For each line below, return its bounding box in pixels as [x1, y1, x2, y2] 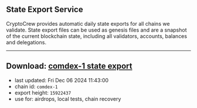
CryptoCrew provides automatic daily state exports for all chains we [6, 20, 170, 27]
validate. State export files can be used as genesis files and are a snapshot [6, 26, 187, 33]
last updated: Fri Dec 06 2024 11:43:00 [14, 76, 109, 83]
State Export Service [6, 5, 83, 15]
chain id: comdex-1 [14, 83, 58, 90]
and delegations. [6, 39, 47, 46]
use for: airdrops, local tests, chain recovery [14, 95, 121, 102]
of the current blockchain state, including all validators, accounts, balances [6, 32, 188, 40]
